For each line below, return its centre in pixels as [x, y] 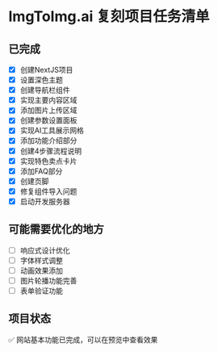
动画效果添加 [41, 270]
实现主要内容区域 [48, 100]
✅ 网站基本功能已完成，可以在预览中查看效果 [83, 339]
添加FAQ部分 [41, 171]
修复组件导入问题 [48, 191]
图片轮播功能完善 [48, 280]
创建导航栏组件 [45, 90]
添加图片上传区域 [48, 111]
